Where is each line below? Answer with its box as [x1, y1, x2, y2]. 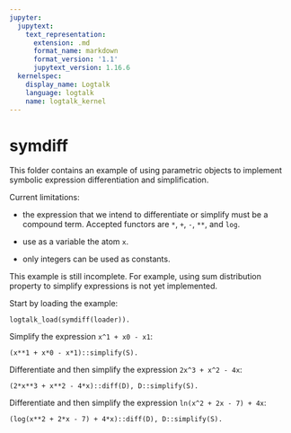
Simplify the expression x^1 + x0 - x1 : [9, 331, 154, 342]
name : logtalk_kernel [25, 96, 106, 106]
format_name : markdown [32, 47, 119, 56]
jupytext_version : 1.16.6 [32, 64, 130, 73]
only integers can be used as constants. [22, 253, 171, 265]
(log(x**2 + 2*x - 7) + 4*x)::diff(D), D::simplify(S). [9, 415, 223, 424]
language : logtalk [25, 88, 94, 97]
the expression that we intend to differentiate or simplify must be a [22, 209, 269, 220]
